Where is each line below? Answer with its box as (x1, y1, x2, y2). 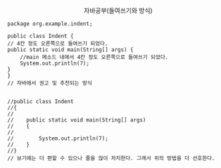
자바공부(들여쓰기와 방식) (84, 6, 153, 15)
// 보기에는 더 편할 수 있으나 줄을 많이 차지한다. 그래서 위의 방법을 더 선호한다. (7, 155, 215, 162)
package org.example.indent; (7, 20, 93, 27)
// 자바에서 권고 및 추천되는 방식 (7, 79, 93, 86)
